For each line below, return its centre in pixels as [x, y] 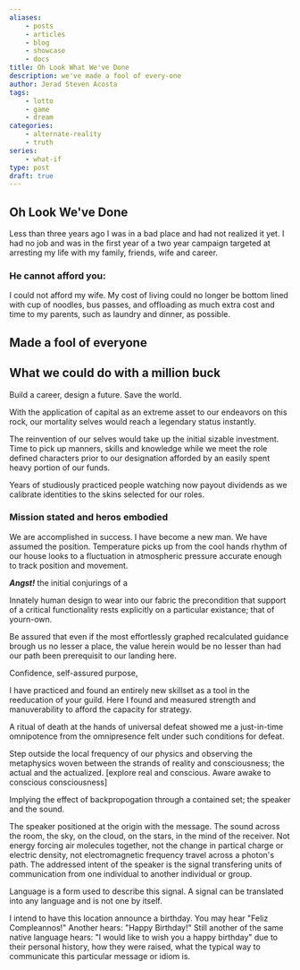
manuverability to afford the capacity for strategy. [100, 709]
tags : [19, 92]
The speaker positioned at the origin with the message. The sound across [145, 826]
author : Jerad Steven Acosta [63, 84]
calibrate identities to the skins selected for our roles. [107, 494]
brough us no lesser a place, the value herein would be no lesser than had [145, 646]
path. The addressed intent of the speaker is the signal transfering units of [146, 864]
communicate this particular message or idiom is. [100, 956]
